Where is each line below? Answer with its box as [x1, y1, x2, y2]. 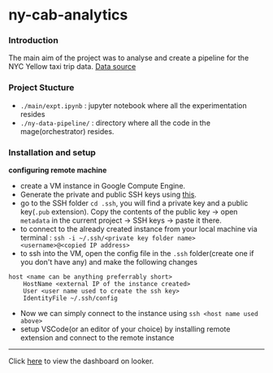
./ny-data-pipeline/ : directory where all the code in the [19, 118, 211, 128]
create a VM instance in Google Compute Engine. [19, 181, 185, 191]
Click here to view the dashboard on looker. [8, 356, 154, 366]
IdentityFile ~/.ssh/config [23, 294, 118, 302]
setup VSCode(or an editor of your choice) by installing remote [19, 324, 231, 334]
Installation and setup [8, 146, 96, 158]
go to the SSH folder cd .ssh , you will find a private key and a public [19, 198, 249, 208]
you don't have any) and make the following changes [19, 258, 197, 267]
